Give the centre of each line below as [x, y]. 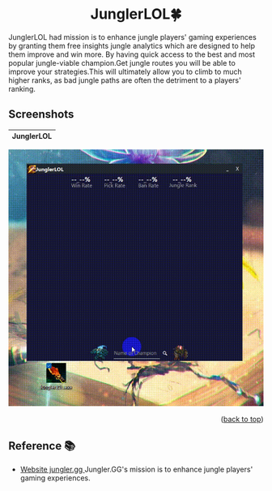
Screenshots [41, 114]
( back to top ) [242, 420]
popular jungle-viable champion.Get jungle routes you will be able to [122, 62]
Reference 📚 [42, 446]
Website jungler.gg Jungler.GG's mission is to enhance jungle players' [136, 469]
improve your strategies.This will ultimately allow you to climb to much [125, 71]
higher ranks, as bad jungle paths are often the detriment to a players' [125, 80]
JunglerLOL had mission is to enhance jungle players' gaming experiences [132, 37]
